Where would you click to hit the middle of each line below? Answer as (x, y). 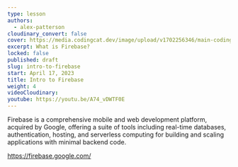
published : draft (33, 60)
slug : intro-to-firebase (44, 67)
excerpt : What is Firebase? (49, 47)
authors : (20, 21)
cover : (17, 40)
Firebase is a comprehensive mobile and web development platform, (107, 120)
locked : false (28, 54)
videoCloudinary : (33, 93)
